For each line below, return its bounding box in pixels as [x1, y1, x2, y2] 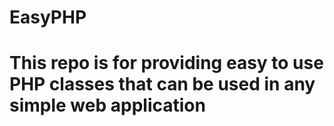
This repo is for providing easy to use [9, 52, 324, 75]
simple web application [9, 94, 206, 117]
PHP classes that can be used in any [9, 73, 316, 96]
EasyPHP [9, 6, 87, 29]
